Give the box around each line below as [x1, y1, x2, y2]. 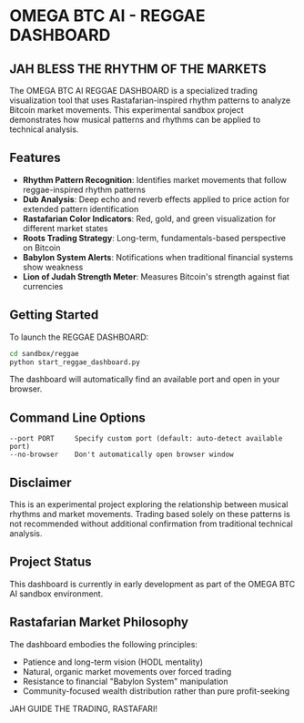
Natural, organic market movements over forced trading [22, 666, 232, 677]
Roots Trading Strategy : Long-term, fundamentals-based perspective [22, 232, 287, 243]
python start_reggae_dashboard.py [9, 357, 141, 367]
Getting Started [9, 307, 99, 323]
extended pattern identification [22, 203, 139, 214]
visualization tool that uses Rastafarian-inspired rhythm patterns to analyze [9, 95, 291, 106]
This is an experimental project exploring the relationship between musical [9, 499, 289, 510]
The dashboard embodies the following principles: [9, 638, 198, 649]
